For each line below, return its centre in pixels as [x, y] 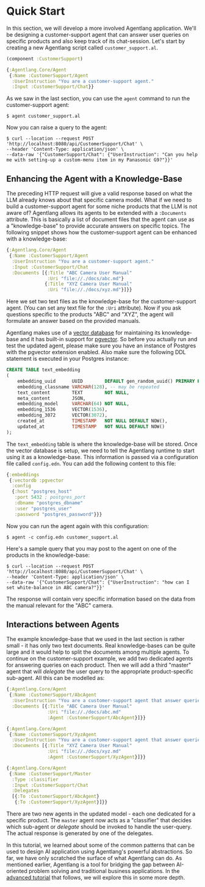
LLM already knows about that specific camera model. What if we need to [99, 200]
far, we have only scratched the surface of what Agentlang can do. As [94, 858]
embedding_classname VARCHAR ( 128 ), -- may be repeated [88, 387]
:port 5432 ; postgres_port [50, 498]
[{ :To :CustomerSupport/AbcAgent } [56, 797]
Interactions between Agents [63, 625]
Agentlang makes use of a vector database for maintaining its [83, 333]
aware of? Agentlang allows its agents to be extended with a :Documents [97, 213]
